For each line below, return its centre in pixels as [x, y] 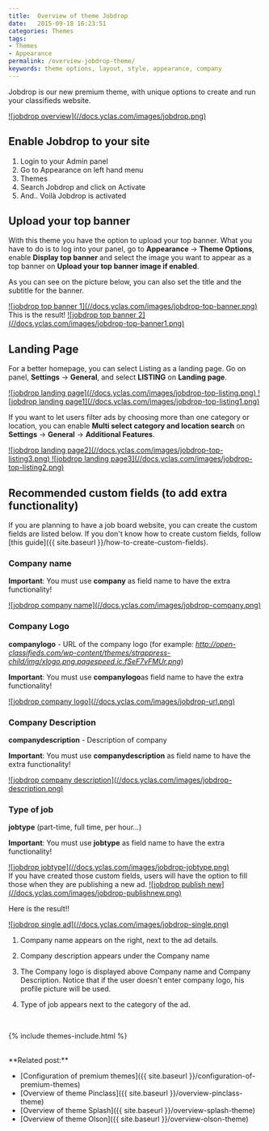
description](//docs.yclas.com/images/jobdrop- [153, 780]
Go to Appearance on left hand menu [82, 169]
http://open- [216, 644]
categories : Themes [41, 31]
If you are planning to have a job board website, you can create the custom [133, 525]
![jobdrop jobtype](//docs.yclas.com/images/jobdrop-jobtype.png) [119, 868]
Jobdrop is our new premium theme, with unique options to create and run [132, 92]
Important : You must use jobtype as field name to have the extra [116, 843]
